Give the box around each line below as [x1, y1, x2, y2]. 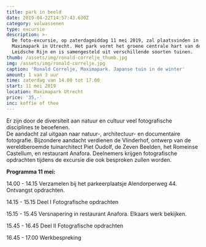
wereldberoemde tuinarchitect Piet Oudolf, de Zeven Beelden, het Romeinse [6, 143, 198, 150]
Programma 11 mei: [6, 168, 56, 175]
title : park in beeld [6, 9, 62, 15]
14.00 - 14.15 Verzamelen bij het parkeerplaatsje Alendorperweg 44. [6, 180, 178, 187]
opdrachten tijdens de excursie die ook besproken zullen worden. [6, 156, 172, 163]
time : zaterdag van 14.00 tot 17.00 [6, 77, 100, 83]
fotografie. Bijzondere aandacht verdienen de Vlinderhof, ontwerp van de [6, 136, 191, 144]
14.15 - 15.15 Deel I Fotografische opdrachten [6, 198, 119, 205]
